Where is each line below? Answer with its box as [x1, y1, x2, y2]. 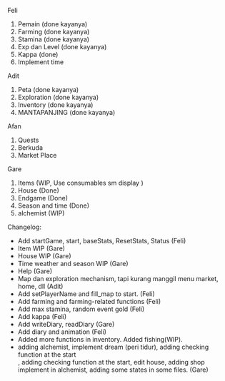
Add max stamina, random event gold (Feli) [17, 305, 145, 313]
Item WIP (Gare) [17, 244, 66, 253]
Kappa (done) [17, 50, 59, 59]
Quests [17, 136, 39, 144]
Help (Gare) [17, 267, 52, 275]
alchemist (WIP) [17, 209, 65, 217]
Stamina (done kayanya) [17, 35, 90, 44]
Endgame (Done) [17, 194, 69, 202]
